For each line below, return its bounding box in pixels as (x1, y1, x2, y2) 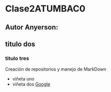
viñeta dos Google (12, 81, 50, 87)
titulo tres (5, 54, 29, 61)
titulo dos (5, 39, 35, 48)
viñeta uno (12, 76, 34, 82)
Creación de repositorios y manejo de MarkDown (5, 66, 106, 72)
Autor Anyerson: (5, 23, 58, 31)
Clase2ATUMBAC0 (5, 3, 86, 14)
